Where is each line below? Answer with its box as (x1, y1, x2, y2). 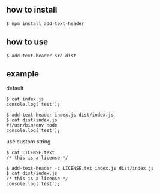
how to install (6, 5, 58, 15)
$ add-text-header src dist (6, 53, 77, 59)
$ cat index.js (6, 96, 44, 102)
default (6, 85, 24, 92)
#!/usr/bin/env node (6, 122, 58, 128)
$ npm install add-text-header (6, 20, 84, 26)
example (6, 69, 40, 79)
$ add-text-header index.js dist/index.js (6, 112, 114, 118)
